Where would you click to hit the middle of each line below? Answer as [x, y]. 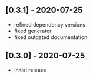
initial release [30, 70]
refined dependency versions [50, 24]
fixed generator [33, 31]
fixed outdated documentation [51, 37]
